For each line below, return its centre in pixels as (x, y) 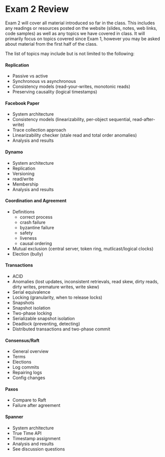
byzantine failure (37, 227)
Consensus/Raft (22, 340)
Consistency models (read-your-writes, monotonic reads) (71, 87)
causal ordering (36, 243)
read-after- (144, 120)
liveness (28, 238)
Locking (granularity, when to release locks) (57, 297)
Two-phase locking (32, 313)
